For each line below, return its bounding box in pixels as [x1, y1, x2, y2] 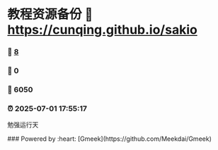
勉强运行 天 [7, 120, 39, 129]
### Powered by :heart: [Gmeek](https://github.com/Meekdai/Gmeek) [7, 135, 212, 143]
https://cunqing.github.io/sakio [7, 22, 198, 38]
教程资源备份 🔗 [7, 6, 93, 23]
